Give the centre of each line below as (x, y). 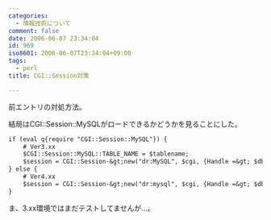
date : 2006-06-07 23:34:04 (54, 38)
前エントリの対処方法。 (47, 106)
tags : (17, 61)
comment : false (34, 31)
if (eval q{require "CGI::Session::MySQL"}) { (88, 139)
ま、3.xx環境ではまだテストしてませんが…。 (81, 208)
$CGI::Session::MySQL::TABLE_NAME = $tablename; (106, 154)
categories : (28, 16)
